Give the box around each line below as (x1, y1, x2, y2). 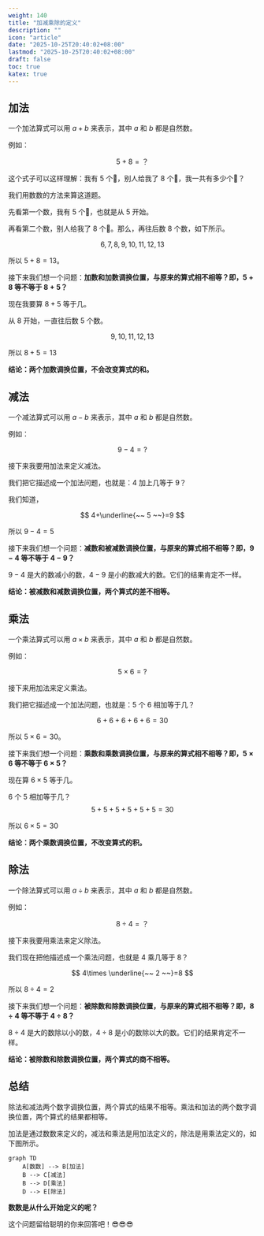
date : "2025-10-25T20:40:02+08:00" (8, 41, 125, 49)
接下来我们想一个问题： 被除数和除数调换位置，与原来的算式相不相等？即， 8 (8, 1001, 255, 1011)
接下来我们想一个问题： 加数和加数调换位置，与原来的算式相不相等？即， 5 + (8, 273, 254, 282)
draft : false (8, 56, 51, 64)
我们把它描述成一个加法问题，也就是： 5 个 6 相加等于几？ (8, 700, 195, 710)
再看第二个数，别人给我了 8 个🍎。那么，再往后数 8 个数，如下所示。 (8, 224, 230, 233)
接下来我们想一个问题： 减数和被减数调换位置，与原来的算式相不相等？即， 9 (8, 544, 255, 553)
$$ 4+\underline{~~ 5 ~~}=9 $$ (80, 510, 185, 520)
